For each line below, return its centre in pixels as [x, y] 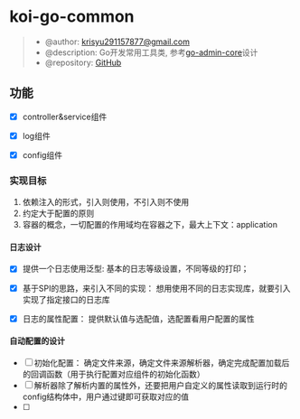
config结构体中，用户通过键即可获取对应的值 [106, 396]
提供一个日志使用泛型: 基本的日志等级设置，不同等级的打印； [136, 269]
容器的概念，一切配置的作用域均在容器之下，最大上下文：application [150, 225]
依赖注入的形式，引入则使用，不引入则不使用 [106, 202]
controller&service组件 [65, 116]
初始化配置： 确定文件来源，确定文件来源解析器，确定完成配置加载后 [162, 362]
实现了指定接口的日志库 [66, 299]
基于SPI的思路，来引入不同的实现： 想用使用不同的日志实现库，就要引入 [156, 288]
